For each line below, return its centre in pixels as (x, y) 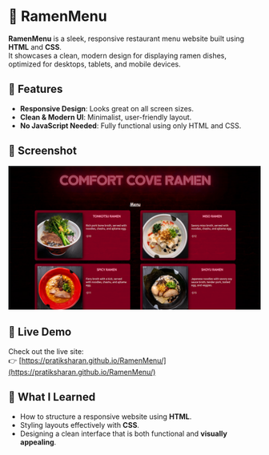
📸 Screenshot (43, 151)
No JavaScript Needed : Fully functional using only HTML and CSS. (130, 125)
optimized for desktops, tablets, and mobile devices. (95, 64)
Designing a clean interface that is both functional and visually (124, 433)
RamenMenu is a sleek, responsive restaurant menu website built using (126, 38)
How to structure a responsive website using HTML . (106, 417)
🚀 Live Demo (40, 332)
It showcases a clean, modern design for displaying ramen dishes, (117, 55)
